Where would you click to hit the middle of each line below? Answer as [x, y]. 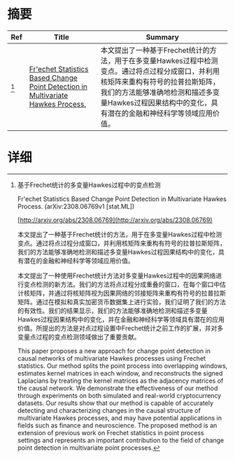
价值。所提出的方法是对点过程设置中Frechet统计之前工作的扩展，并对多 [120, 328]
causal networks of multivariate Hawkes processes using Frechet [112, 358]
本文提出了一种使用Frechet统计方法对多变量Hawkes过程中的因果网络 [116, 275]
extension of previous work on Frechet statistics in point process [111, 432]
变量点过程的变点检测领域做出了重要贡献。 [79, 336]
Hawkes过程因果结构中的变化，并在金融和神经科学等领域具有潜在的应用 [121, 319]
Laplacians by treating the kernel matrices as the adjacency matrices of [120, 381]
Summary [163, 37]
